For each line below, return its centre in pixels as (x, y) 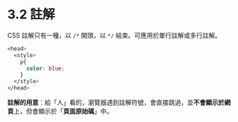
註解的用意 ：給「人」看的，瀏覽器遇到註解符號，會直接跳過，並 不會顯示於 (116, 102)
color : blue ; (45, 68)
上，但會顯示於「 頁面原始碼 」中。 (63, 111)
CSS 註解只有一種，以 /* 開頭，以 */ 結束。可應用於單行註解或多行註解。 (114, 35)
